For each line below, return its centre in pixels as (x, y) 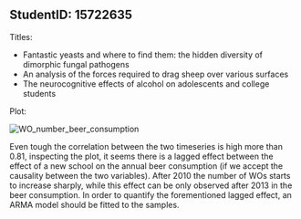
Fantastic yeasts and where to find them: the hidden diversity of (142, 55)
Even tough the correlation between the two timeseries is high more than (146, 146)
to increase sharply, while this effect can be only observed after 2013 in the (151, 185)
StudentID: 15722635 (71, 15)
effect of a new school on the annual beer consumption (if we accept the (146, 166)
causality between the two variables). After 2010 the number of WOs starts (150, 175)
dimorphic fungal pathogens (76, 64)
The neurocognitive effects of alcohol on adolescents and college (146, 83)
